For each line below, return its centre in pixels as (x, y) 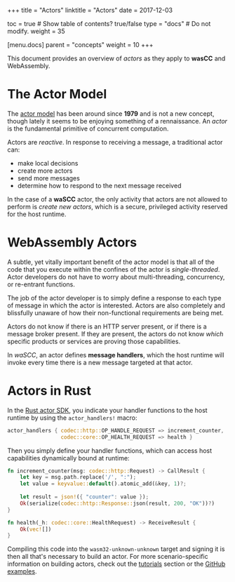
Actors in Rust (49, 391)
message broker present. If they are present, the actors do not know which (115, 333)
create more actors (45, 171)
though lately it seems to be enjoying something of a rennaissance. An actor (117, 121)
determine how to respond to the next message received (99, 185)
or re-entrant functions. (41, 284)
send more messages (49, 178)
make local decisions (48, 163)
